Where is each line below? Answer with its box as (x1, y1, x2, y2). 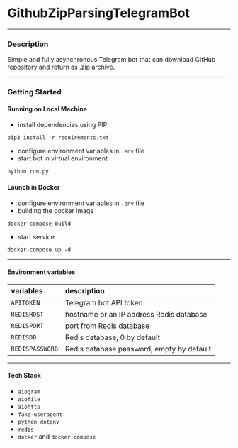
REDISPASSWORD (11, 344, 59, 353)
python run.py (7, 168, 50, 175)
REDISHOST (11, 310, 44, 318)
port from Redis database (64, 321, 150, 331)
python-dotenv (17, 418, 59, 425)
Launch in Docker (7, 182, 60, 191)
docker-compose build (7, 220, 72, 227)
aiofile (17, 395, 40, 403)
